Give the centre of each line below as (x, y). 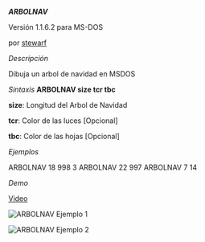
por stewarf (27, 43)
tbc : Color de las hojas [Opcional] (64, 136)
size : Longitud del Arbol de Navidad (68, 105)
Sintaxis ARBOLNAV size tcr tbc (62, 89)
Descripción (29, 58)
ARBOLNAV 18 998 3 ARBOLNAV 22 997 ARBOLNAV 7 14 (103, 167)
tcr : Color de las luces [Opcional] (63, 121)
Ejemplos (23, 152)
